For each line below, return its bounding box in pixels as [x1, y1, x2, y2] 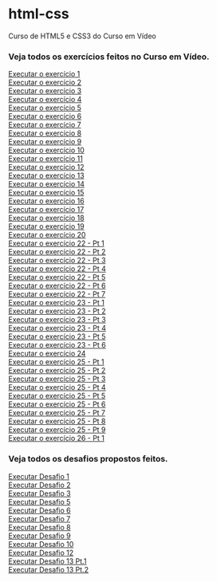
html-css [8, 5, 69, 23]
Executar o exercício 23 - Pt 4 [8, 324, 106, 333]
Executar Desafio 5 [8, 497, 71, 506]
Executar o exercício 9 [8, 137, 82, 147]
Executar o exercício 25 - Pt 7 [8, 408, 106, 418]
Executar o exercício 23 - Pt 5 [8, 332, 106, 341]
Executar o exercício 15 [8, 188, 85, 198]
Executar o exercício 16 [8, 196, 85, 206]
